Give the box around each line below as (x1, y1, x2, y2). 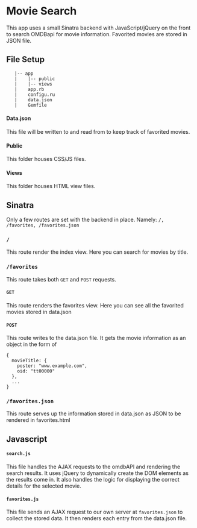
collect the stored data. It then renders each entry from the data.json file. (6, 515, 187, 522)
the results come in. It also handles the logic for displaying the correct (6, 476, 180, 483)
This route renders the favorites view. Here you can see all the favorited (6, 301, 184, 309)
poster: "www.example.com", (17, 363, 87, 369)
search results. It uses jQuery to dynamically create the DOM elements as (6, 470, 189, 477)
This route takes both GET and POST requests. (6, 275, 116, 283)
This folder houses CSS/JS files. (6, 156, 86, 163)
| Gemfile (14, 102, 47, 108)
